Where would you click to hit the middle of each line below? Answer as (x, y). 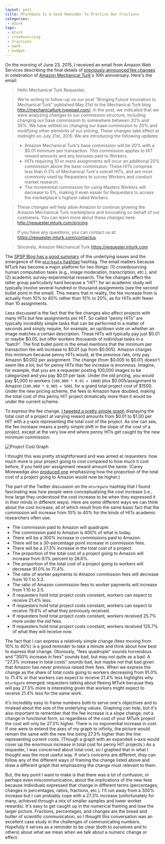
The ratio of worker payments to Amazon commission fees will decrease (85, 574)
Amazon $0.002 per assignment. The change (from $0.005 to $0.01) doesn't (82, 360)
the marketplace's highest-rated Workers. (67, 197)
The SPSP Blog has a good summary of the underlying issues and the (75, 256)
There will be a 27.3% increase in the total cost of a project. (72, 548)
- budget (16, 51)
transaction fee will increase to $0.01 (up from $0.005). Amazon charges (79, 349)
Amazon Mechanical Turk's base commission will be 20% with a (89, 145)
